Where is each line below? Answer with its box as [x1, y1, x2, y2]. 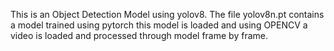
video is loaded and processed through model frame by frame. [10, 30, 268, 41]
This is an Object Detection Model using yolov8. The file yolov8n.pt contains [10, 9, 325, 20]
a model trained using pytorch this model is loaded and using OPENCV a [10, 19, 308, 31]
